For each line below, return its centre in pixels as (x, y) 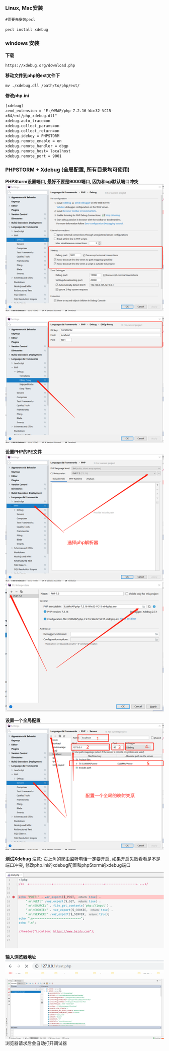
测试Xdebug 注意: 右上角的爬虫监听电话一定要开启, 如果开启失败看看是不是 (83, 859)
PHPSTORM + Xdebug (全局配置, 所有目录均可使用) (67, 170)
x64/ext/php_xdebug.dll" (31, 116)
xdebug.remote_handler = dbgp (37, 146)
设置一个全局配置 (23, 720)
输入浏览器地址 (21, 957)
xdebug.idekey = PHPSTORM (32, 136)
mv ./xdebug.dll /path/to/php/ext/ (43, 86)
